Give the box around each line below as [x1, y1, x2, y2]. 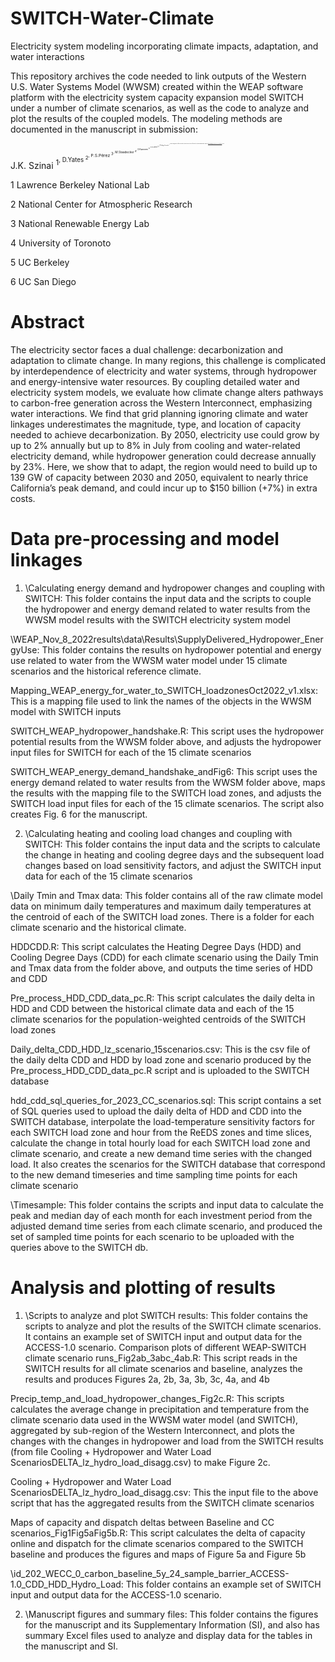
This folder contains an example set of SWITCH [125, 1578, 322, 1590]
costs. [10, 492, 36, 504]
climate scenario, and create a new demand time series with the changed [10, 1147, 313, 1159]
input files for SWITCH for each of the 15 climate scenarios [10, 746, 252, 758]
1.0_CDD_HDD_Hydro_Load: [10, 1578, 124, 1590]
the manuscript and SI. [24, 1640, 119, 1652]
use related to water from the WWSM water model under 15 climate [10, 654, 288, 666]
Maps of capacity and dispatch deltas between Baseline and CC [10, 1516, 275, 1528]
